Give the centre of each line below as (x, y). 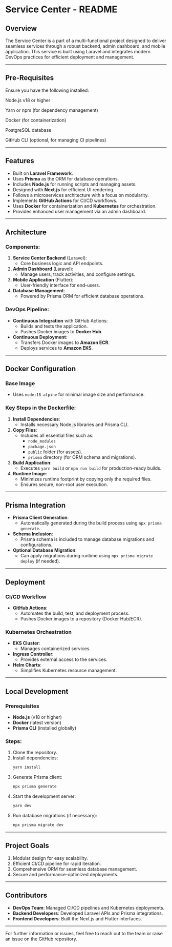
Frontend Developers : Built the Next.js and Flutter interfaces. (77, 918)
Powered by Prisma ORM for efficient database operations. (82, 296)
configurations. (36, 545)
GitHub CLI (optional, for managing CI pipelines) (56, 140)
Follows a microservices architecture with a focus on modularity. (81, 195)
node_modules (42, 441)
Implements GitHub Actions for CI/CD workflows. (65, 200)
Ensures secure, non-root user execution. (64, 484)
